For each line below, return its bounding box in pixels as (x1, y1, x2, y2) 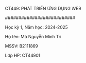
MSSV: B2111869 (5, 43, 38, 49)
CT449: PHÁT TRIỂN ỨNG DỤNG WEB (5, 6, 82, 11)
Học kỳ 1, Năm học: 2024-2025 (5, 24, 68, 30)
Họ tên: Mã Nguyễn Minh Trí (5, 34, 62, 39)
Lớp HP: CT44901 (5, 52, 40, 58)
